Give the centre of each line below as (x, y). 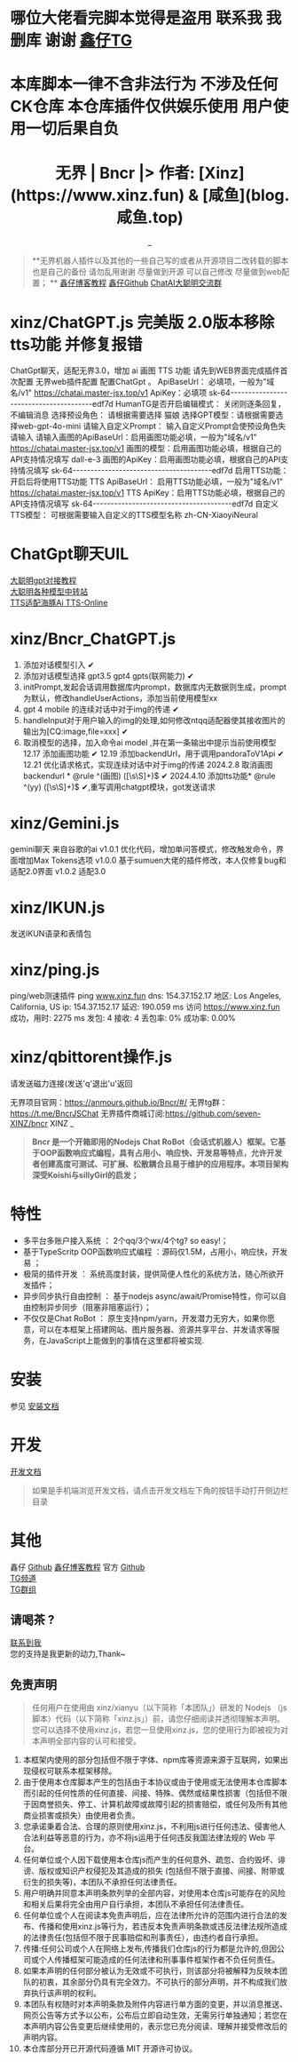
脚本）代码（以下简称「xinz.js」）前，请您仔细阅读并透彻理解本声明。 (158, 1719)
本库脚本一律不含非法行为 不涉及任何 (144, 84)
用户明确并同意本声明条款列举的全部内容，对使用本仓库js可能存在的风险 (154, 1893)
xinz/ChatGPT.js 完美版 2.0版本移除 (142, 322)
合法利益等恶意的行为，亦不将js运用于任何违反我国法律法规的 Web (144, 1838)
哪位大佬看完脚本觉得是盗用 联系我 (136, 18)
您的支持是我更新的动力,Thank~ (68, 1654)
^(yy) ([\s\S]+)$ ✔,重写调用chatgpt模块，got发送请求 (119, 787)
